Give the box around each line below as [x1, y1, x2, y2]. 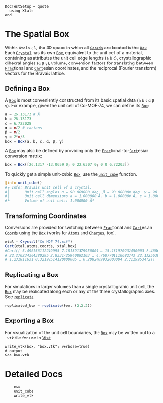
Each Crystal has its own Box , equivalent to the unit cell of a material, [5, 49, 143, 55]
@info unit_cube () [5, 180, 42, 185]
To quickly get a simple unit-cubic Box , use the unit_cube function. [5, 171, 137, 177]
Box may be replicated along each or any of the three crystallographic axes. [5, 289, 156, 295]
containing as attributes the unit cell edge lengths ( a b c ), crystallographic [5, 55, 152, 61]
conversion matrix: [5, 153, 43, 159]
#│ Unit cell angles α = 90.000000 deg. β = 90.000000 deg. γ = [5, 189, 151, 194]
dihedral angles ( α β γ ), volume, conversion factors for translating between [5, 60, 154, 66]
